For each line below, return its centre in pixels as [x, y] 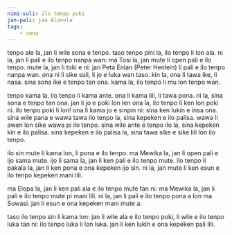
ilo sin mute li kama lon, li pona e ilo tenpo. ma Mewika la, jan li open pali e [113, 153]
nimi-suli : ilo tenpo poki [46, 14]
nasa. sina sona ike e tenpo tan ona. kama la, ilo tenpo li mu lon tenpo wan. [114, 82]
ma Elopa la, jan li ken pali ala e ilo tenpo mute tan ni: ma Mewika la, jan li [111, 189]
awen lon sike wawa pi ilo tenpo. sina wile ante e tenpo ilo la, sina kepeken [114, 125]
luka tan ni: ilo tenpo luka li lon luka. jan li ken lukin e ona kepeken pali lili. [111, 224]
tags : [15, 26]
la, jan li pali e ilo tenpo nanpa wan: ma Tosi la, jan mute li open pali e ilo [109, 60]
